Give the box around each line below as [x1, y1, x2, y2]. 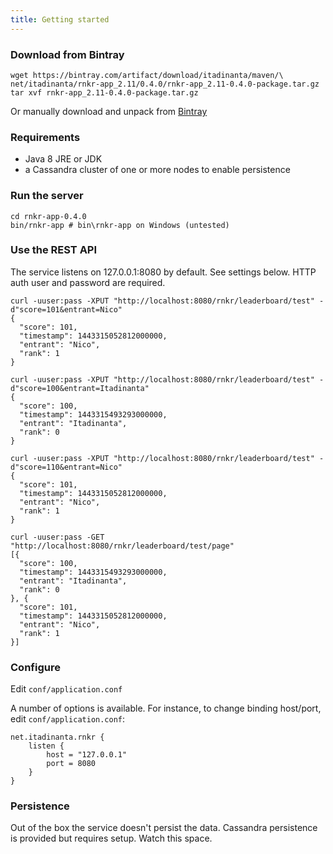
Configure [10, 660, 61, 674]
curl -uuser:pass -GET [10, 532, 105, 542]
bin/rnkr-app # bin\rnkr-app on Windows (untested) [10, 220, 230, 230]
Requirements [10, 130, 81, 144]
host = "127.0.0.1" [46, 750, 128, 760]
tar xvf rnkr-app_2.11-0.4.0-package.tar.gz [10, 87, 199, 98]
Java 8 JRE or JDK [24, 153, 103, 165]
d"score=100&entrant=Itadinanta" [10, 383, 150, 393]
